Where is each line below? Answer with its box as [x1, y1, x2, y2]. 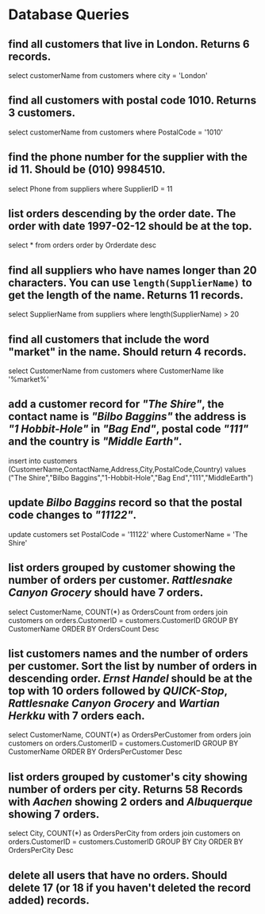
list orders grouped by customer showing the [8, 561, 236, 574]
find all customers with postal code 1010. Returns [8, 94, 256, 107]
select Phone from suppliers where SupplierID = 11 [8, 184, 173, 193]
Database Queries [8, 6, 129, 24]
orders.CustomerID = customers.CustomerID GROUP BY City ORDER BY [8, 837, 244, 846]
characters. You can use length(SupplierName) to [8, 276, 252, 290]
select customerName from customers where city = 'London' [8, 71, 208, 80]
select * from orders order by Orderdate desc [8, 240, 157, 250]
